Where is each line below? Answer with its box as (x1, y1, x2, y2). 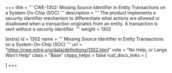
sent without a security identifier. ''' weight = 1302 (5, 26, 111, 32)
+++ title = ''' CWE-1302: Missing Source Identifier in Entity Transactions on (5, 5, 166, 10)
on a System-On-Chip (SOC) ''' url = (5, 41, 82, 47)
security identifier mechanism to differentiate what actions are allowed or (5, 15, 160, 21)
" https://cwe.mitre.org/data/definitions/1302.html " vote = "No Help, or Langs (5, 47, 167, 53)
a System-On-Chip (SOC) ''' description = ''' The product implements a (5, 10, 156, 16)
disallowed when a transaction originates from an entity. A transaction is (5, 20, 158, 27)
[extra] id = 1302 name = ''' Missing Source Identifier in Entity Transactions (5, 36, 164, 42)
